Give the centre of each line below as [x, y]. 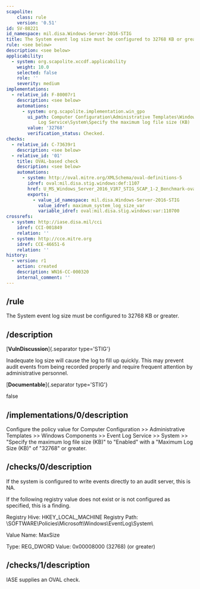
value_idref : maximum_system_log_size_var [91, 205]
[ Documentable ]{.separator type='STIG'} [57, 385]
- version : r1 [29, 261]
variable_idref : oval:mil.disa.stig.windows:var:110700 [109, 211]
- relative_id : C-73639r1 [44, 144]
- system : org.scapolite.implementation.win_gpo [83, 111]
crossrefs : [20, 217]
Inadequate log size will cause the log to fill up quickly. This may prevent [95, 360]
